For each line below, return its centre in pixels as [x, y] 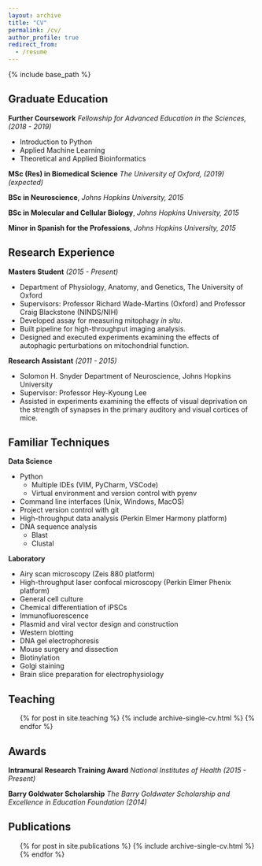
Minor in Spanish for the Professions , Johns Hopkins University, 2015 [122, 228]
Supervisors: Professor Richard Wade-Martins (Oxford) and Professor [133, 303]
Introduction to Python [56, 142]
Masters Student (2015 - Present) [63, 272]
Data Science [30, 461]
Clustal [42, 543]
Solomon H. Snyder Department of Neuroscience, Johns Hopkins [125, 376]
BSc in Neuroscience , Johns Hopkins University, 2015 [96, 197]
